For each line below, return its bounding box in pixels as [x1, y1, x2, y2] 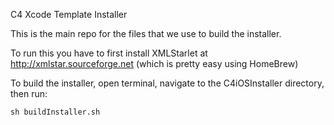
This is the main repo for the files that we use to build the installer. [10, 28, 282, 39]
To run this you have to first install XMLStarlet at [10, 47, 208, 59]
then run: [10, 88, 48, 99]
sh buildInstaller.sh [10, 107, 101, 117]
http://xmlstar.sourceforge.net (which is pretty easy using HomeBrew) [10, 58, 299, 69]
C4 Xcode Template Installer [10, 9, 128, 20]
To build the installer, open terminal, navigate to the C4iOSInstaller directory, [10, 77, 325, 89]
